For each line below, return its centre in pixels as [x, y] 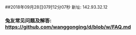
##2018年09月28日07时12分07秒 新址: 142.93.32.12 [56, 7]
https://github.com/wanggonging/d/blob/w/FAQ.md [68, 27]
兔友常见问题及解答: [28, 21]
